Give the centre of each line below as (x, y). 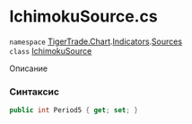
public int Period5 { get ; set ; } (74, 111)
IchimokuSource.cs (84, 17)
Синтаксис (35, 92)
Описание (28, 68)
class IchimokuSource (51, 50)
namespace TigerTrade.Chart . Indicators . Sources (96, 41)
